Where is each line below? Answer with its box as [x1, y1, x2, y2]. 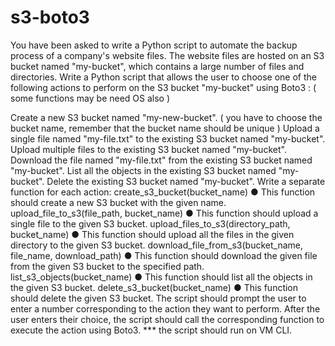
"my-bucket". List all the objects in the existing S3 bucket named [10, 164, 277, 176]
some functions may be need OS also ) [10, 92, 171, 104]
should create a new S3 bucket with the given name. [10, 196, 227, 208]
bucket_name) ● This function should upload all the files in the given [10, 228, 295, 240]
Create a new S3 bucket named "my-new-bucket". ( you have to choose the [10, 111, 323, 123]
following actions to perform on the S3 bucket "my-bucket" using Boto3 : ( [10, 81, 317, 93]
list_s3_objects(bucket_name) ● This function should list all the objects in [10, 271, 313, 283]
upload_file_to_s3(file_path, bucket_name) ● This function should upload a [10, 207, 319, 219]
